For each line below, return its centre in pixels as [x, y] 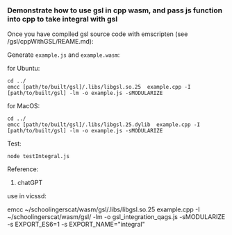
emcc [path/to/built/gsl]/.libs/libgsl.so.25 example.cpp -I [99, 87]
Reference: [23, 169]
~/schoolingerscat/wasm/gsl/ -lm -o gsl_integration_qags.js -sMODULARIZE [116, 217]
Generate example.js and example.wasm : [64, 55]
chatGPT [30, 183]
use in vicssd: [27, 196]
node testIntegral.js [39, 157]
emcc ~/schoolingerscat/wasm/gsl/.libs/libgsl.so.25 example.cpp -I [103, 209]
